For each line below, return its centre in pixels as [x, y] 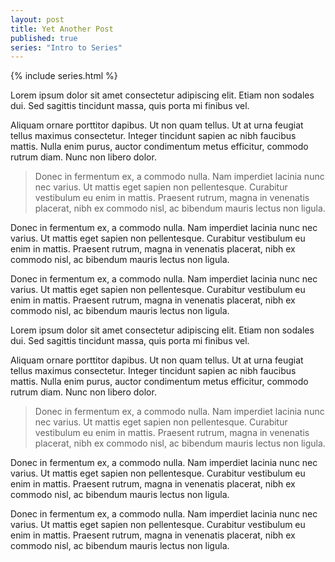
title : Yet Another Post [62, 29]
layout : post [37, 19]
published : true [44, 38]
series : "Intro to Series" [66, 47]
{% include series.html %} [64, 76]
